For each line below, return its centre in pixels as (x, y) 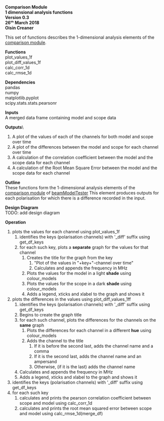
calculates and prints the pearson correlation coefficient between (85, 398)
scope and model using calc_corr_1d (56, 403)
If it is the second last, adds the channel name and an (88, 356)
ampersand (45, 362)
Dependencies (20, 82)
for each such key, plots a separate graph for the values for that (84, 247)
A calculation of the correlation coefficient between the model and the (82, 157)
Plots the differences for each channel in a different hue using (89, 330)
